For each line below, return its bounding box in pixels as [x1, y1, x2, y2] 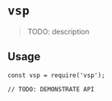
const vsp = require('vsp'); [7, 71, 106, 79]
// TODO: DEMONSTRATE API [7, 85, 94, 93]
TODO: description [27, 26, 90, 36]
